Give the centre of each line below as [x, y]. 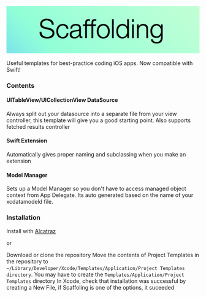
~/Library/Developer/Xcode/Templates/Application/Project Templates [96, 268]
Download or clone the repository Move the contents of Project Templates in [103, 255]
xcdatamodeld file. [30, 202]
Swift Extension [27, 141]
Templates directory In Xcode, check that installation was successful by [96, 281]
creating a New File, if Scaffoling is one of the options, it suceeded [90, 287]
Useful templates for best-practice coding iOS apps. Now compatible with [100, 63]
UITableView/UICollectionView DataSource [62, 100]
